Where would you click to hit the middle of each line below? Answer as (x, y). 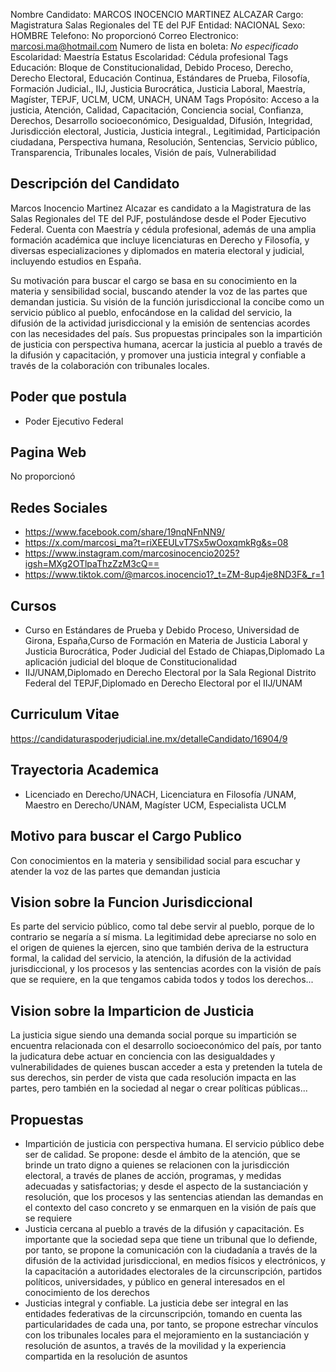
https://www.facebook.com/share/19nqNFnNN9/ (124, 532)
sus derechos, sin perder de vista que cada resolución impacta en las (153, 1078)
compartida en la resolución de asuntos (106, 1356)
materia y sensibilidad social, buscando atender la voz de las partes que (159, 291)
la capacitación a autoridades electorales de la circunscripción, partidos (173, 1271)
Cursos (33, 605)
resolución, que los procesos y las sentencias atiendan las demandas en (174, 1196)
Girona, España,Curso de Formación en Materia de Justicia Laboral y (166, 641)
